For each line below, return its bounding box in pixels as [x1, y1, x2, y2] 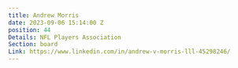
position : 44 [8, 26, 51, 34]
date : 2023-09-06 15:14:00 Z [8, 19, 104, 27]
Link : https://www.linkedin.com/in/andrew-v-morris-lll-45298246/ [8, 48, 231, 55]
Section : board [8, 41, 58, 48]
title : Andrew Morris [8, 11, 80, 20]
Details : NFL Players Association [8, 33, 122, 41]
